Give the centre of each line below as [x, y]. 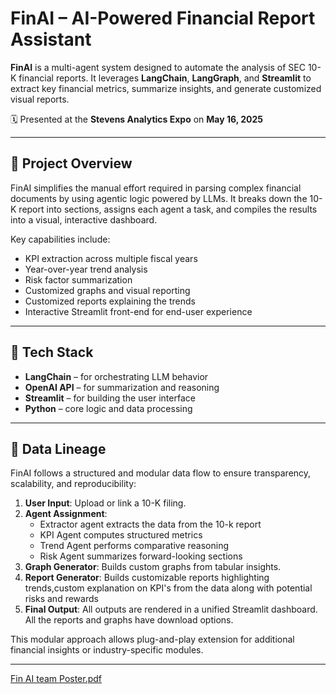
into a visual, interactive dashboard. [84, 219]
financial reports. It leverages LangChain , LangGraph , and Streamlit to [165, 78]
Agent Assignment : [66, 514]
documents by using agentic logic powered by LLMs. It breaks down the [159, 198]
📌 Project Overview [71, 163]
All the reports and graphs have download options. [129, 620]
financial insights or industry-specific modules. [107, 650]
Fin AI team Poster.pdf [56, 679]
